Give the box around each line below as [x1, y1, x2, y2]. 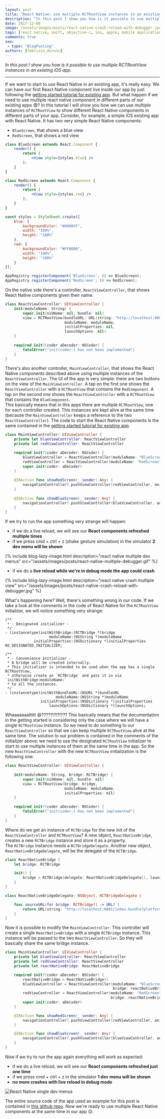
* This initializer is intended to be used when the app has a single [7, 665, 155, 670]
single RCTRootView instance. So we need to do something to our [5, 723, 135, 728]
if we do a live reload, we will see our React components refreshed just [12, 1063, 158, 1069]
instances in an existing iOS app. [5, 67, 72, 73]
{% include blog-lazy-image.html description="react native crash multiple [5, 578, 154, 584]
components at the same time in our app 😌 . [5, 1108, 94, 1114]
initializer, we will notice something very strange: [5, 608, 104, 614]
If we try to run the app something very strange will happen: [5, 519, 127, 525]
